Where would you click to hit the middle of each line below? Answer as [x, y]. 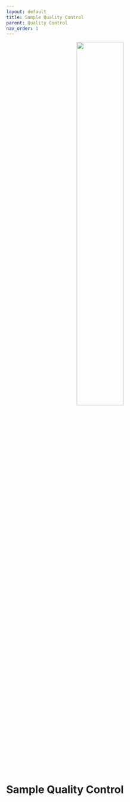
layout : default [26, 12]
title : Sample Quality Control [45, 17]
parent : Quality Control [37, 23]
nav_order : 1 [22, 28]
